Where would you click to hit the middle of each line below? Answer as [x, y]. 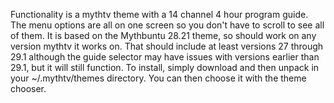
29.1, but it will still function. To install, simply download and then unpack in [165, 67]
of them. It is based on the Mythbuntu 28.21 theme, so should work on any [163, 35]
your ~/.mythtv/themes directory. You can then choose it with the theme [158, 78]
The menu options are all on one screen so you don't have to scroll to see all [167, 25]
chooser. [28, 88]
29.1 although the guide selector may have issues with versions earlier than [165, 57]
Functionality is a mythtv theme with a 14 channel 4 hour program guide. [159, 14]
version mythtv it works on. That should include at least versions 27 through [167, 46]
